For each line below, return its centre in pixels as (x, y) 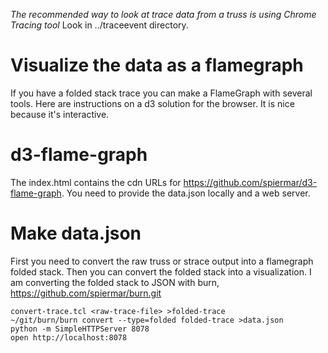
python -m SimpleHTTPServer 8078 (80, 329)
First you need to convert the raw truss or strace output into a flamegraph (162, 261)
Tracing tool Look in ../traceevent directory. (99, 25)
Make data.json (76, 233)
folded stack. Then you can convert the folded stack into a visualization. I (161, 271)
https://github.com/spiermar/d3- (250, 182)
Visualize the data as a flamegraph (157, 65)
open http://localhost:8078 (69, 337)
